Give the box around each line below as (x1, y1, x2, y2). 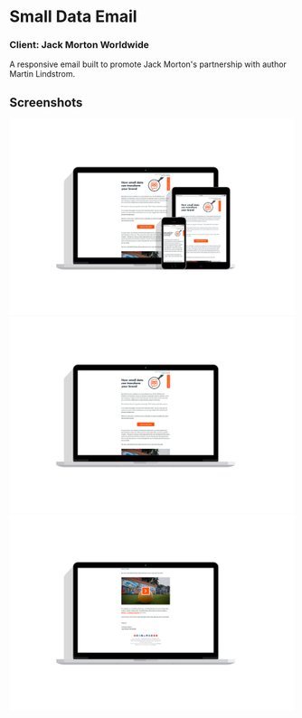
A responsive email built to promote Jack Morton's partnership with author (9, 59, 288, 70)
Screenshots (9, 95, 83, 110)
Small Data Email (9, 6, 137, 27)
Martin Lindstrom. (9, 69, 76, 79)
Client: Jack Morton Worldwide (9, 39, 149, 51)
